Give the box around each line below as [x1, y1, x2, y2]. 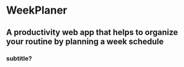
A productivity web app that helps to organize [6, 27, 179, 37]
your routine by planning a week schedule [6, 36, 164, 46]
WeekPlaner [6, 4, 67, 17]
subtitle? [6, 54, 33, 62]
